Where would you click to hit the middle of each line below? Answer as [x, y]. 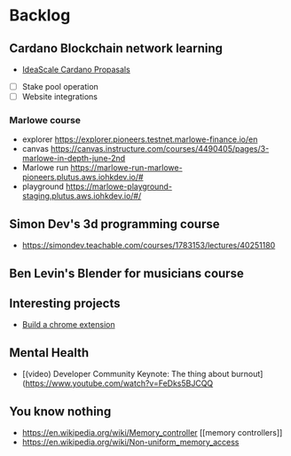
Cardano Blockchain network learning [116, 48]
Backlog [40, 16]
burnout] [247, 374]
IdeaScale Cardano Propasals [76, 69]
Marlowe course [45, 121]
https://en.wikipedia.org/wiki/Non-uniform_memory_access [130, 442]
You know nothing [60, 411]
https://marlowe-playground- [119, 186]
